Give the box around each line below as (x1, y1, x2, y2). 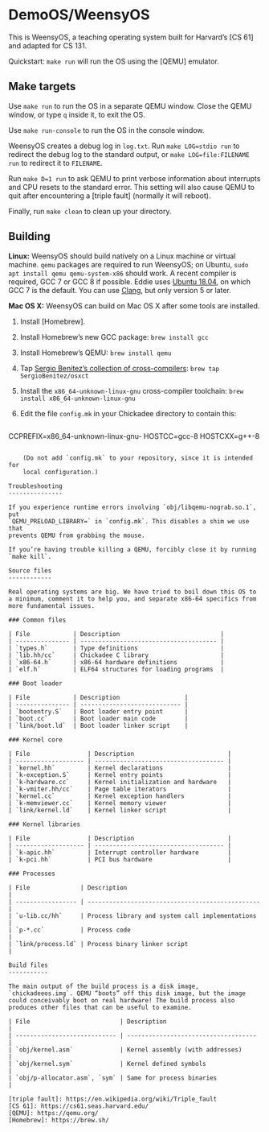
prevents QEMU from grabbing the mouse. (8, 531, 146, 539)
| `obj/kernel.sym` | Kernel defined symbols (8, 1060, 206, 1068)
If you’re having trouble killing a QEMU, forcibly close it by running (8, 545, 257, 553)
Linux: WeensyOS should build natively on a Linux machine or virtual (8, 251, 236, 261)
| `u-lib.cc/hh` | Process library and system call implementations (8, 911, 257, 919)
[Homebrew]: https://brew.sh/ (8, 1116, 110, 1124)
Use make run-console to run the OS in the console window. (8, 125, 205, 134)
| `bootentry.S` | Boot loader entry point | (8, 707, 189, 716)
